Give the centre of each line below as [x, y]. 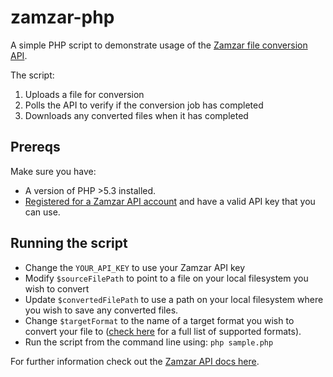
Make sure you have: [53, 171]
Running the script [69, 243]
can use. [42, 212]
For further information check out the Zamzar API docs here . [135, 361]
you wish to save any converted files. [101, 310]
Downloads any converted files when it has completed [136, 115]
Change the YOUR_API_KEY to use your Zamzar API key [135, 267]
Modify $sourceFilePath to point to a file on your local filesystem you [166, 278]
